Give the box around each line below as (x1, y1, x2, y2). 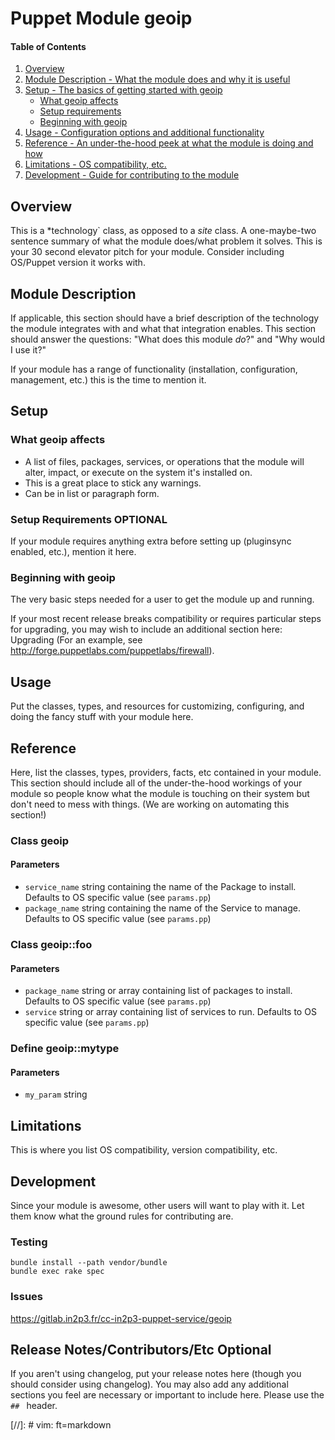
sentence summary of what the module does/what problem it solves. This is (10, 235, 323, 247)
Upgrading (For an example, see (10, 634, 143, 646)
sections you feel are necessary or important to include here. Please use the (10, 1389, 325, 1401)
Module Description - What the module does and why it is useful (24, 73, 291, 86)
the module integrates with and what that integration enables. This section (10, 323, 317, 335)
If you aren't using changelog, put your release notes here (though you (10, 1368, 302, 1380)
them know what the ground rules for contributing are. (10, 1210, 234, 1222)
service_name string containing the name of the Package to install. (24, 881, 297, 893)
